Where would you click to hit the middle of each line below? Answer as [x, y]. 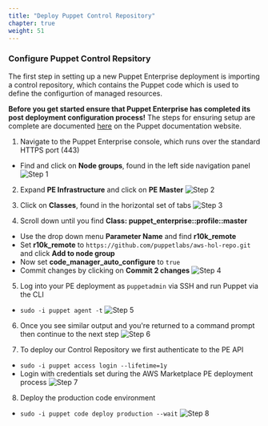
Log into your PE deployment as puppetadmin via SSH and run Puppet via [139, 286]
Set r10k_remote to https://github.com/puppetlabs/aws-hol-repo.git [135, 245]
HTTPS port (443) [50, 150]
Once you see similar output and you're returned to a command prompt [137, 325]
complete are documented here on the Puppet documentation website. [125, 126]
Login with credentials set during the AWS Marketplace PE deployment [136, 373]
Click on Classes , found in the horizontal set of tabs [106, 205]
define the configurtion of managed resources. [85, 93]
